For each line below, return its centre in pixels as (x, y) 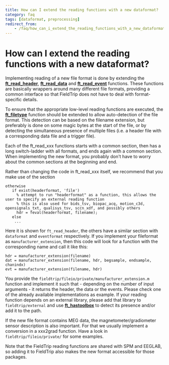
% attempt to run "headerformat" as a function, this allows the (86, 195)
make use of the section (30, 177)
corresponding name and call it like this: (47, 247)
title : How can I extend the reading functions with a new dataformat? (82, 10)
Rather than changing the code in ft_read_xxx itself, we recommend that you (84, 172)
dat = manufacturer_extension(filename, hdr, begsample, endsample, (78, 261)
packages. (16, 357)
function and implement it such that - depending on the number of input (80, 284)
